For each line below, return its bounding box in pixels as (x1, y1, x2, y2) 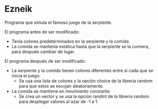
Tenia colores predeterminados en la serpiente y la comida (11, 38, 129, 44)
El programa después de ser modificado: (4, 58, 86, 64)
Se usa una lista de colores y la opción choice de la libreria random (18, 78, 153, 84)
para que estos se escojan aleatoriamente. (18, 83, 104, 89)
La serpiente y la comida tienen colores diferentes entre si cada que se (11, 67, 154, 73)
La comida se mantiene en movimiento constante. (11, 88, 111, 94)
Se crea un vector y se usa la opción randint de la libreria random (18, 93, 149, 99)
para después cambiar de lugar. (11, 49, 76, 54)
